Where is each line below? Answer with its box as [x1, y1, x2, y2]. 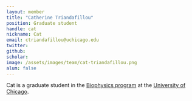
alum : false [6, 65, 36, 71]
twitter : [6, 43, 29, 49]
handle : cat [6, 25, 36, 32]
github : [6, 48, 26, 54]
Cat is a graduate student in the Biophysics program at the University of [6, 82, 186, 89]
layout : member [6, 8, 45, 15]
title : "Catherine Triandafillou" [6, 15, 94, 21]
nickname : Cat [6, 31, 43, 37]
